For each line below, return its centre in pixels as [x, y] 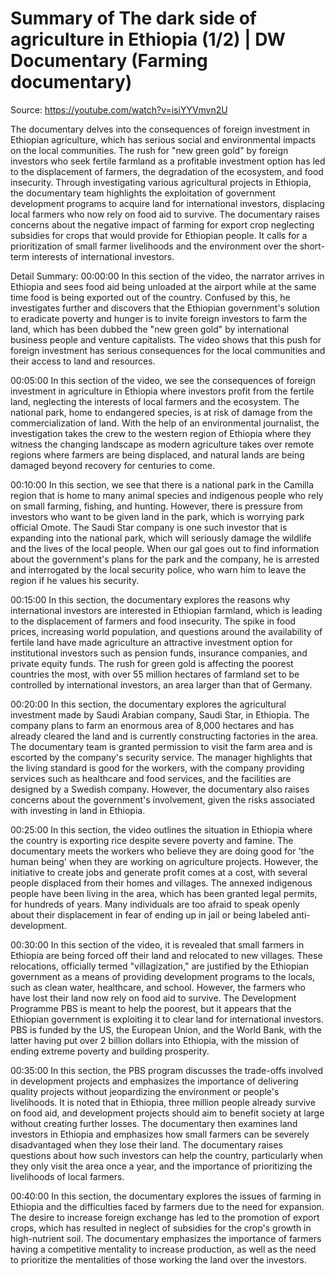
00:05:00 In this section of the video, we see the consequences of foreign [163, 380]
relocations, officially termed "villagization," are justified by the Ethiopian [159, 966]
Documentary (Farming [109, 61]
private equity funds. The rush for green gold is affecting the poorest [152, 663]
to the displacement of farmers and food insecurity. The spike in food [153, 621]
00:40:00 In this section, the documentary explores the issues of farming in [166, 1196]
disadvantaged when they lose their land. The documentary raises [146, 1144]
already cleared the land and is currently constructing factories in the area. [164, 736]
